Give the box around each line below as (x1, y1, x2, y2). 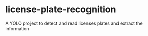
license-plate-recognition (5, 4, 116, 15)
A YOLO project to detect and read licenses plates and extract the (5, 20, 143, 26)
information (5, 25, 29, 31)
